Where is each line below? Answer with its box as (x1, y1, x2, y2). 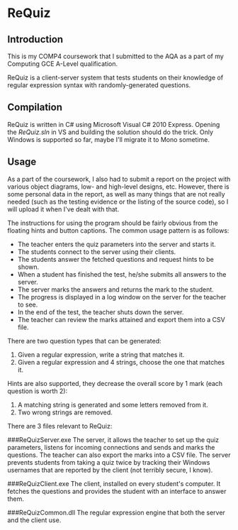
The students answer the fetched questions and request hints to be (17, 255, 214, 263)
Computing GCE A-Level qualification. (7, 60, 118, 68)
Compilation (7, 101, 62, 114)
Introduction (7, 33, 64, 45)
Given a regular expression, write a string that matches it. (17, 350, 185, 359)
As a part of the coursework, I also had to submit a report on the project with (7, 175, 231, 183)
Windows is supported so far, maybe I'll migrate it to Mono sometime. (7, 135, 210, 143)
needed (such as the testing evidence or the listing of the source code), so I (7, 197, 229, 206)
